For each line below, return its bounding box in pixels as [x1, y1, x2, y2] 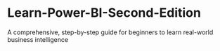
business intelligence [7, 35, 69, 43]
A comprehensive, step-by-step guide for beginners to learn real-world [7, 28, 214, 36]
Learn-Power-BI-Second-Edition [7, 5, 202, 21]
